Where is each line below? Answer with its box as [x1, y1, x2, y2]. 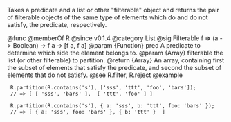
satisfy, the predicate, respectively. [7, 21, 107, 28]
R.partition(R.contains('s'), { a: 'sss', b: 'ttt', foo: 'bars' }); [10, 103, 215, 110]
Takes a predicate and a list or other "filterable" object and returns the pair [7, 6, 219, 14]
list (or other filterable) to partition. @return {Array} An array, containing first [7, 56, 225, 64]
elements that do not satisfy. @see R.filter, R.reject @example [7, 71, 183, 79]
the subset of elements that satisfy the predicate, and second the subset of [7, 64, 222, 71]
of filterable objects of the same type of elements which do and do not [7, 13, 208, 21]
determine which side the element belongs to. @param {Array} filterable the [7, 49, 223, 57]
